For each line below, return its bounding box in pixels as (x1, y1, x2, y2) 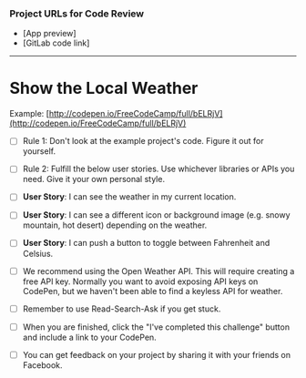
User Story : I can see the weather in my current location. (22, 191, 237, 202)
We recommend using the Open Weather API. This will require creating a (22, 265, 295, 276)
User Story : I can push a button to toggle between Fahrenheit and (22, 238, 270, 249)
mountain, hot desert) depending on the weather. (22, 220, 208, 230)
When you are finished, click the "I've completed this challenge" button (22, 322, 290, 332)
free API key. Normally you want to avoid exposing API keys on (22, 276, 259, 287)
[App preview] (22, 28, 76, 39)
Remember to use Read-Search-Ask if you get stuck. (22, 303, 221, 314)
